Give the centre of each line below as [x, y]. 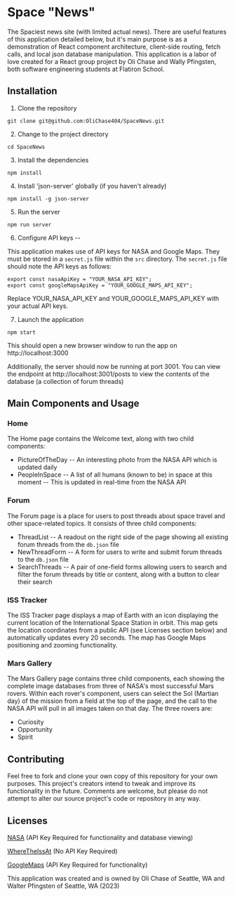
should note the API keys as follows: [60, 266]
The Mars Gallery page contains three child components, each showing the [116, 678]
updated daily [37, 467]
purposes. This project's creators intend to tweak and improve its [102, 784]
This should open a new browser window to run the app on [92, 345]
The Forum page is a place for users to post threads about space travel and [116, 516]
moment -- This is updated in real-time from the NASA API [102, 482]
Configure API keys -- [49, 238]
